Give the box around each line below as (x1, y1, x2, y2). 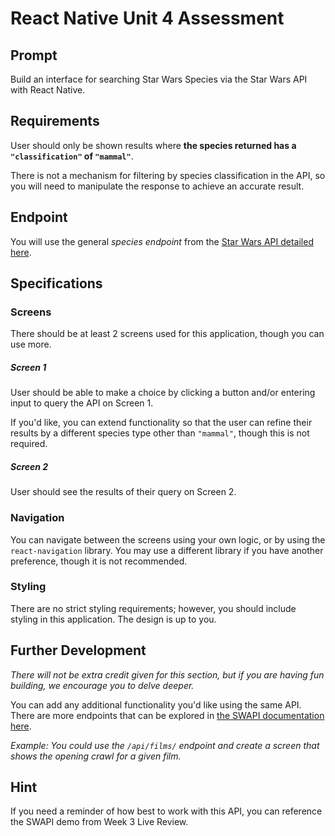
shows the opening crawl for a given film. (10, 750, 182, 762)
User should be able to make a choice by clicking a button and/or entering (10, 387, 316, 399)
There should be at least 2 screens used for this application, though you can (10, 328, 325, 340)
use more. (10, 338, 52, 351)
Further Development (10, 642, 147, 659)
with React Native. (10, 84, 86, 96)
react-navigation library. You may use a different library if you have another (10, 544, 324, 556)
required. (10, 438, 48, 450)
